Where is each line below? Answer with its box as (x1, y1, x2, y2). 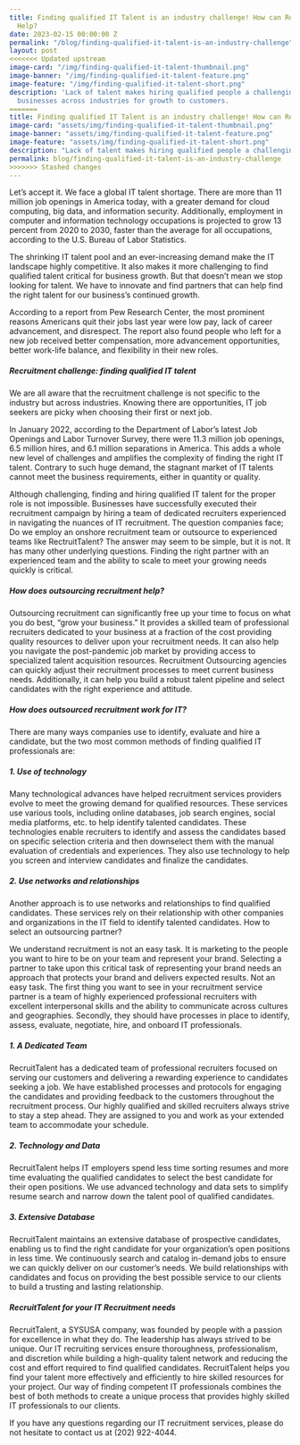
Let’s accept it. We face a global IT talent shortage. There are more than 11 (9, 187, 282, 197)
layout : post (9, 46, 58, 55)
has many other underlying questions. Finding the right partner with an (9, 546, 270, 556)
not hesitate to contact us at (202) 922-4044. (9, 1427, 177, 1438)
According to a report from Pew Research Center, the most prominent (9, 307, 265, 318)
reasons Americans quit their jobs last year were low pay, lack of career (9, 316, 273, 327)
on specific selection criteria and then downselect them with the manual (9, 836, 274, 847)
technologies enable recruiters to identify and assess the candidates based (9, 827, 287, 838)
